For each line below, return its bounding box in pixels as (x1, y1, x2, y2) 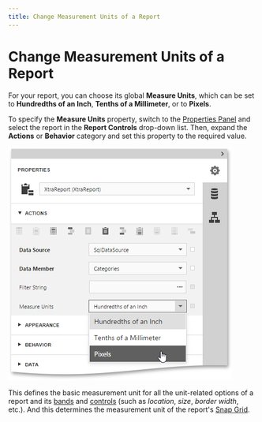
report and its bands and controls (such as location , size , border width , (8, 396, 239, 405)
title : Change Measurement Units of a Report (8, 13, 160, 21)
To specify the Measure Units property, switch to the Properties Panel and (8, 114, 251, 124)
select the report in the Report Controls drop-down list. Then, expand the (8, 122, 248, 132)
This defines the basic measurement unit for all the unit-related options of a (8, 387, 254, 398)
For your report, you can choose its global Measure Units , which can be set (8, 91, 255, 100)
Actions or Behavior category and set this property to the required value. (8, 131, 247, 140)
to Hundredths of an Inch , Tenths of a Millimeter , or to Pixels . (8, 99, 211, 108)
